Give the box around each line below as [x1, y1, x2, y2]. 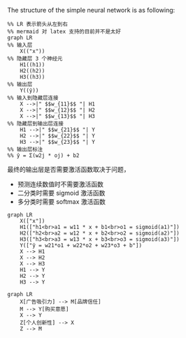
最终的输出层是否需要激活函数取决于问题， [7, 166, 130, 173]
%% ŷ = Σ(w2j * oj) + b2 [7, 152, 80, 159]
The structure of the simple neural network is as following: [7, 6, 176, 14]
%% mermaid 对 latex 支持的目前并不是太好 [7, 28, 121, 35]
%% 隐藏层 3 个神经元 [7, 55, 63, 62]
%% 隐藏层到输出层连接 [7, 120, 64, 127]
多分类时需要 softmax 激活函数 [17, 198, 106, 205]
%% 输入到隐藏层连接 [7, 94, 59, 101]
